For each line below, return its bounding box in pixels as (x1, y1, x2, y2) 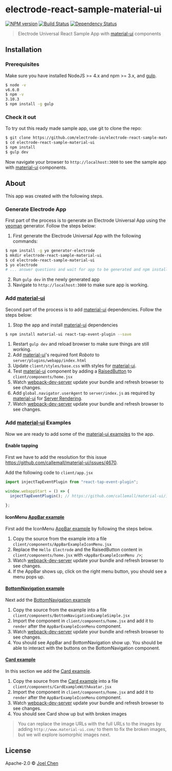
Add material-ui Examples (5, 419, 72, 427)
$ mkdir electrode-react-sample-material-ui (5, 253, 102, 258)
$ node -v (5, 82, 27, 88)
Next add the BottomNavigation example (5, 596, 91, 603)
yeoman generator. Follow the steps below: (5, 222, 96, 229)
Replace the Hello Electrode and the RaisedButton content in (12, 546, 142, 552)
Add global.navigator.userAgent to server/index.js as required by (12, 390, 155, 396)
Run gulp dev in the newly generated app (12, 276, 100, 283)
